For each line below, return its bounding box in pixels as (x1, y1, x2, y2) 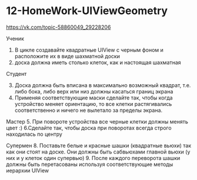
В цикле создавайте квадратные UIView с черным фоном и (14, 46, 163, 54)
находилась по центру (6, 131, 63, 138)
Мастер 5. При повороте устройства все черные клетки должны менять (6, 118, 188, 125)
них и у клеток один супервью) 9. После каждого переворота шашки (6, 154, 181, 161)
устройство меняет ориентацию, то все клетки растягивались (14, 100, 172, 107)
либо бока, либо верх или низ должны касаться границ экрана (14, 88, 173, 95)
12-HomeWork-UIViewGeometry (6, 4, 168, 18)
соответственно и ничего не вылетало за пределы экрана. (14, 106, 163, 114)
